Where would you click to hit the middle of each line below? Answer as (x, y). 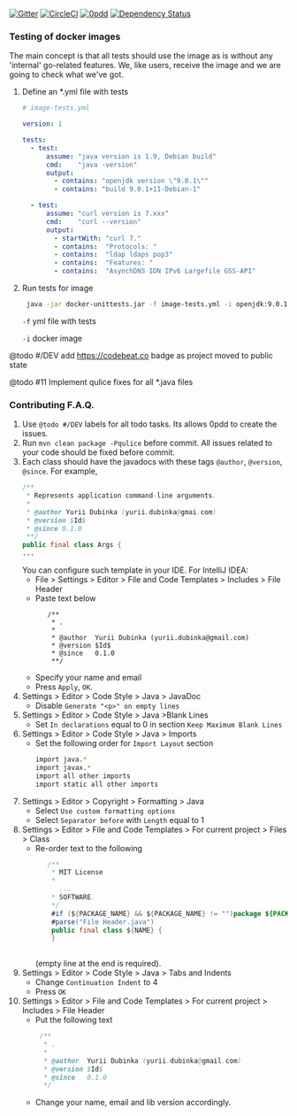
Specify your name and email (88, 678)
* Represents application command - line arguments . (121, 496)
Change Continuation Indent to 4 (96, 982)
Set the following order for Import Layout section (124, 743)
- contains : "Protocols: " (106, 246)
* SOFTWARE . (73, 897)
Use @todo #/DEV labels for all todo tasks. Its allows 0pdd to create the (149, 424)
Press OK (50, 992)
